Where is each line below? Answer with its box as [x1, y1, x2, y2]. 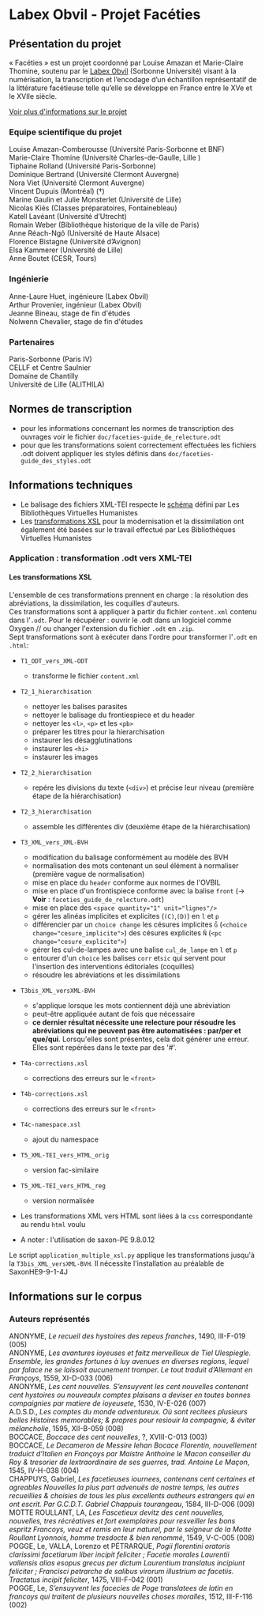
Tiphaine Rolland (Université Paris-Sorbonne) [9, 161, 156, 171]
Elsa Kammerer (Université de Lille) [9, 245, 123, 255]
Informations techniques [9, 478, 133, 492]
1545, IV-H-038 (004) [9, 1466, 80, 1475]
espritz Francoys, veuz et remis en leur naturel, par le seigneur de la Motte [9, 1524, 252, 1535]
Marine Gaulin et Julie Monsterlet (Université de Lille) [9, 195, 182, 205]
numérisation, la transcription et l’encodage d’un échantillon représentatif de [9, 75, 257, 84]
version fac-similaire [32, 1165, 99, 1175]
